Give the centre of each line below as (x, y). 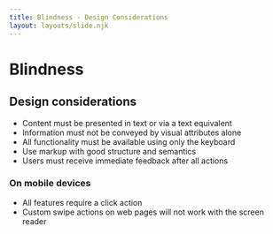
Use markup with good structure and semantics (109, 151)
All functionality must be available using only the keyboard (129, 141)
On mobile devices (50, 184)
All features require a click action (82, 202)
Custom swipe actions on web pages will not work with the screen (143, 212)
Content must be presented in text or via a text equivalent (127, 123)
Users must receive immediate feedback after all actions (125, 161)
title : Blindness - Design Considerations (89, 17)
